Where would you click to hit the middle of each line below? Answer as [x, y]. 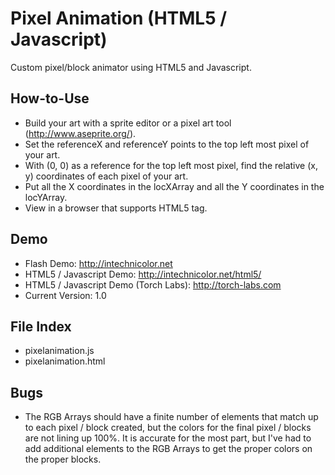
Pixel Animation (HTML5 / [119, 18]
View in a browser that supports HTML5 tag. [116, 208]
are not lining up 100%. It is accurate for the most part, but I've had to [168, 438]
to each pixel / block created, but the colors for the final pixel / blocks [168, 428]
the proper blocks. [63, 459]
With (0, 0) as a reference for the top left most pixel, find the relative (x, [171, 165]
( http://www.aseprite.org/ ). [80, 133]
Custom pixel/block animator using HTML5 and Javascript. [131, 67]
